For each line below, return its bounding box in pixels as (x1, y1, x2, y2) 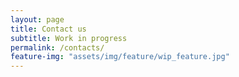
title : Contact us (10, 24, 87, 34)
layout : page (10, 14, 65, 25)
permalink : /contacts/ (10, 42, 105, 53)
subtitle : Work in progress (10, 33, 128, 43)
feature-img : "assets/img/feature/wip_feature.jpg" (10, 52, 230, 62)
